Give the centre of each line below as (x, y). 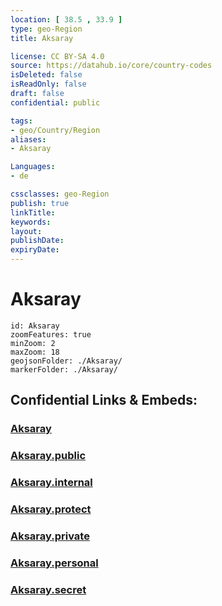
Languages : (33, 167)
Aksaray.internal (51, 483)
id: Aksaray (35, 326)
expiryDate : (35, 250)
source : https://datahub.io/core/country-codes (111, 66)
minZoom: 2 (33, 343)
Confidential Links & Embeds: (104, 400)
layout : (26, 231)
